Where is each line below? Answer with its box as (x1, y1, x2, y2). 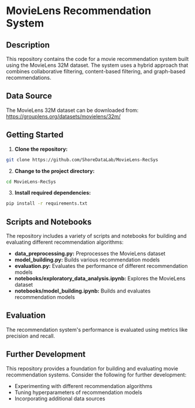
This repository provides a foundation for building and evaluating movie (6, 365, 179, 372)
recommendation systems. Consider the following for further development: (6, 371, 187, 378)
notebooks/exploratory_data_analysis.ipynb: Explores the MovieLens (14, 275, 186, 282)
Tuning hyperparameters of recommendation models (14, 389, 142, 396)
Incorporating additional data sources (14, 395, 105, 402)
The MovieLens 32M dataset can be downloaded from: (6, 107, 139, 114)
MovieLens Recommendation (6, 4, 152, 18)
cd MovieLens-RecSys (6, 179, 57, 185)
